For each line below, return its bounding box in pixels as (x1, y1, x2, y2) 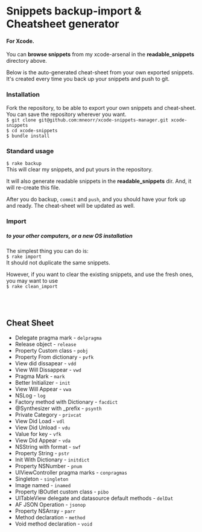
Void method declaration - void (14, 520, 92, 527)
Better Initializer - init (14, 379, 71, 386)
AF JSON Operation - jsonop (14, 501, 86, 508)
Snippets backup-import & (6, 4, 142, 18)
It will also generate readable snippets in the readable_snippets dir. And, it (6, 177, 192, 185)
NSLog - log (14, 391, 46, 399)
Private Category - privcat (14, 411, 82, 418)
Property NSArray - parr (14, 507, 76, 514)
